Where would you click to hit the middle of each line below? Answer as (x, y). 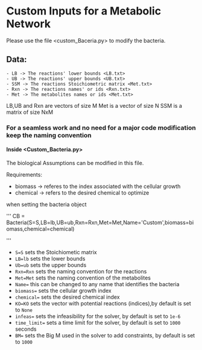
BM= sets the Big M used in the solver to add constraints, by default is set (105, 335)
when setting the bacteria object (46, 204)
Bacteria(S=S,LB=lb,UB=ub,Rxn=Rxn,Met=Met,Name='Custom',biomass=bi (100, 222)
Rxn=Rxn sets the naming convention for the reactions (81, 271)
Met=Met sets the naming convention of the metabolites (83, 278)
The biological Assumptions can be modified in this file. (75, 163)
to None (24, 310)
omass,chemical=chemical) (40, 229)
